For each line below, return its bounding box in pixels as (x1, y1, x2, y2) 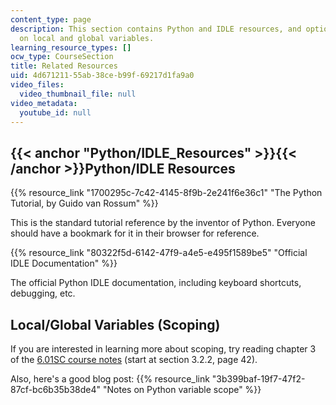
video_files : (10, 80, 65, 90)
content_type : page (10, 14, 92, 25)
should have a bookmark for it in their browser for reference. (10, 227, 260, 240)
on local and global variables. (19, 33, 155, 43)
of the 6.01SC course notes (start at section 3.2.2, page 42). (10, 354, 258, 365)
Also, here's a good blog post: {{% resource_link (10, 373, 210, 385)
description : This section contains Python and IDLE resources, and (10, 24, 302, 34)
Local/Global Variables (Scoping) (10, 316, 221, 333)
